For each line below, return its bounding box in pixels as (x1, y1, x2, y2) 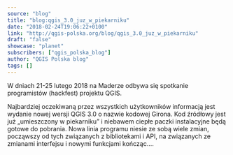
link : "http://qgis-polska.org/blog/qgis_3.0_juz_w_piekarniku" (7, 29, 199, 37)
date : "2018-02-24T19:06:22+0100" (7, 23, 108, 30)
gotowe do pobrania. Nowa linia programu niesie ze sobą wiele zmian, (7, 124, 210, 133)
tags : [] (7, 62, 33, 69)
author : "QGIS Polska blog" (7, 56, 90, 63)
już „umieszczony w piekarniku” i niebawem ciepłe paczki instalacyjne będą (7, 117, 226, 126)
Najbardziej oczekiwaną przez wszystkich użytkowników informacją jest (7, 102, 216, 110)
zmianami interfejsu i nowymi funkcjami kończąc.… (7, 139, 154, 147)
